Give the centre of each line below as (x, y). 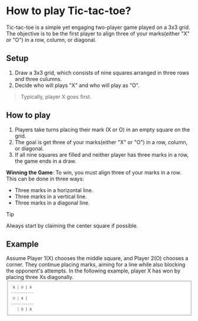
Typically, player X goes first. (56, 96)
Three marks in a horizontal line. (54, 190)
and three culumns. (38, 79)
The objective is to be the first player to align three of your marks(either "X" (98, 33)
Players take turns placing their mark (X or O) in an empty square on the (102, 129)
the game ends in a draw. (46, 161)
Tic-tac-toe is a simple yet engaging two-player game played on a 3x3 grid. (98, 27)
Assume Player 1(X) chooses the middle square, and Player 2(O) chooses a (97, 258)
